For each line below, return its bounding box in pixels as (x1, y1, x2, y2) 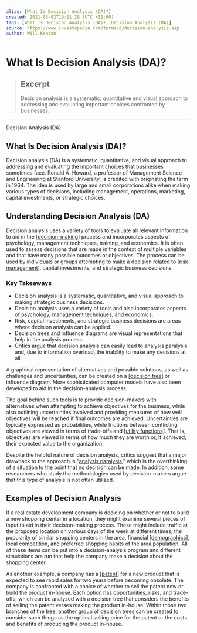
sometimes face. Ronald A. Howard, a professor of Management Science (6, 169, 182, 176)
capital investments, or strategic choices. (6, 194, 106, 201)
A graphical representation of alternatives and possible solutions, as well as (6, 366, 189, 373)
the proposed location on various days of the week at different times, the (6, 527, 182, 535)
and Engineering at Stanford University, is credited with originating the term (6, 175, 189, 182)
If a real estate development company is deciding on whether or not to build (6, 509, 189, 516)
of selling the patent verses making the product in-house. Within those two (6, 601, 187, 608)
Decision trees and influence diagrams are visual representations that (14, 330, 183, 337)
